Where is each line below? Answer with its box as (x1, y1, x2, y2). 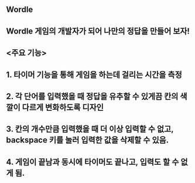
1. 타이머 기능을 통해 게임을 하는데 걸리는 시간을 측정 (6, 70, 183, 80)
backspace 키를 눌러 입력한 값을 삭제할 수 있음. (6, 135, 169, 145)
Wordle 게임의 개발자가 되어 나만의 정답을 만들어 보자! (6, 26, 190, 36)
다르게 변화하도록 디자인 (22, 102, 104, 112)
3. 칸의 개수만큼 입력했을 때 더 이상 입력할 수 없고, (6, 124, 174, 134)
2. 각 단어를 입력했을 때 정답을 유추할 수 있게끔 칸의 (6, 91, 179, 101)
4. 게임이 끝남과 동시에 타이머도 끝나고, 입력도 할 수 (6, 157, 179, 167)
